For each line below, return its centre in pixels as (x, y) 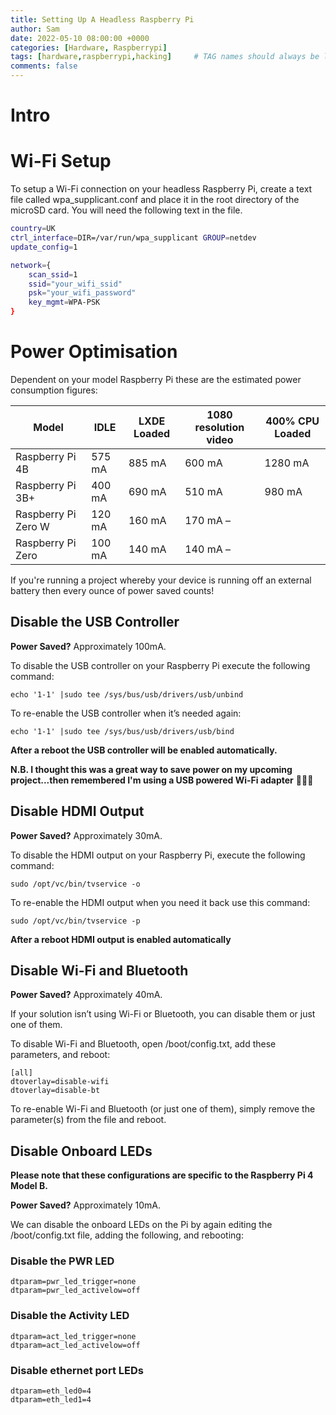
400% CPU (292, 421)
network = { (31, 265)
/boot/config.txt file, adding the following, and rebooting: (127, 1235)
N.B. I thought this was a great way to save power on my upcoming (151, 769)
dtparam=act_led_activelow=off (75, 1345)
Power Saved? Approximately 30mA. (86, 835)
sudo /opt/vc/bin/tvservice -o (75, 884)
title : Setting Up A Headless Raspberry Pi (102, 19)
